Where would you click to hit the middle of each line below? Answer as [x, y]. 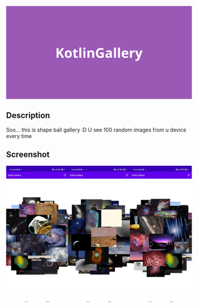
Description [28, 115]
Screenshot [28, 155]
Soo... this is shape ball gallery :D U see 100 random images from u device [96, 130]
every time [19, 136]
